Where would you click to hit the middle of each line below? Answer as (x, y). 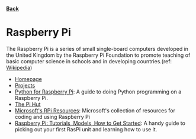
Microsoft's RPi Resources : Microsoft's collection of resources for (95, 110)
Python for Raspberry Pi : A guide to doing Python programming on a (98, 92)
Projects (25, 85)
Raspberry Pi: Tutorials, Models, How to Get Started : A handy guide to (100, 123)
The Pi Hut (28, 104)
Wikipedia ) (19, 67)
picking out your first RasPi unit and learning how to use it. (86, 129)
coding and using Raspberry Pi (52, 117)
